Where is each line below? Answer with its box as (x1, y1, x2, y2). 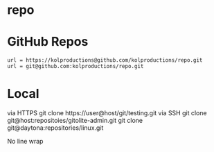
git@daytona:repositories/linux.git (7, 124, 104, 132)
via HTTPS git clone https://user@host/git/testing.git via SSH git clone (7, 109, 207, 117)
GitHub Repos (7, 34, 89, 50)
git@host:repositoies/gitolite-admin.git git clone (7, 117, 143, 125)
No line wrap (7, 137, 44, 146)
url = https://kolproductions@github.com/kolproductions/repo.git (7, 57, 203, 64)
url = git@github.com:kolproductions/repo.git (7, 63, 144, 70)
